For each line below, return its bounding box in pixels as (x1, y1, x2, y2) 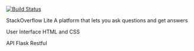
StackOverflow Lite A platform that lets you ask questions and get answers (6, 17, 188, 23)
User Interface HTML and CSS (6, 28, 80, 35)
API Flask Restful (6, 40, 47, 46)
